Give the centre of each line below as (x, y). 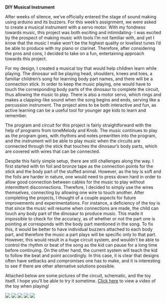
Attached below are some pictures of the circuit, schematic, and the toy (78, 276)
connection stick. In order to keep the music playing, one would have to (78, 84)
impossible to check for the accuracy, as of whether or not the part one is (80, 219)
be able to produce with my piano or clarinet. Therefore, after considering (80, 48)
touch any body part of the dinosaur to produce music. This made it (74, 214)
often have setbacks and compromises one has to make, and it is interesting (83, 261)
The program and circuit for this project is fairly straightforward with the (78, 125)
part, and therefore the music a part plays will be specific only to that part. (81, 235)
